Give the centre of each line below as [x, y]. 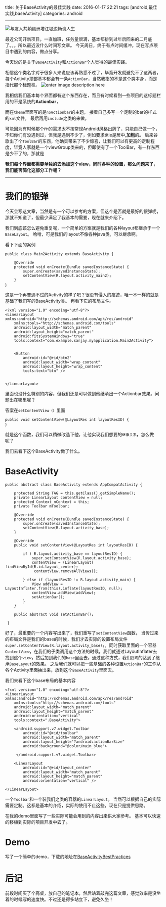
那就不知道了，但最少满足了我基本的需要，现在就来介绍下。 [66, 217]
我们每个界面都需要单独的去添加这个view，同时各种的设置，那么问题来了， [82, 164]
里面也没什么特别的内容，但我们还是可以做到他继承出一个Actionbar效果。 [80, 393]
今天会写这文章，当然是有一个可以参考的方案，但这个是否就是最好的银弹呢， [83, 211]
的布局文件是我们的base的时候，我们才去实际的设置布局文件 [66, 639]
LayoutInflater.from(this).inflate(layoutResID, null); [64, 588]
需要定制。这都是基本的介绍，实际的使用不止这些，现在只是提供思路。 [77, 805]
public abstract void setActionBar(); [54, 614]
